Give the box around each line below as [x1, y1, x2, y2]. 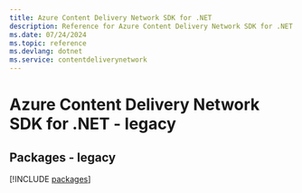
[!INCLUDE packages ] [9, 174, 91, 184]
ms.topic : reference [9, 38, 88, 48]
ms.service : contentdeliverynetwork [9, 55, 147, 64]
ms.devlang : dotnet [9, 47, 83, 56]
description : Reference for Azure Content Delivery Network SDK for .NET [9, 22, 294, 31]
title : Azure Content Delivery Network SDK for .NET [9, 13, 212, 23]
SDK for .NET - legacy [9, 114, 176, 134]
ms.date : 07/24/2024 [9, 30, 88, 39]
